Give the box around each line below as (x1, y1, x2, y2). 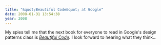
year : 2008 (5, 16, 27, 21)
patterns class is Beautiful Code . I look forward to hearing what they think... (5, 34, 157, 40)
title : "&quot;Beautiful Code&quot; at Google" (5, 7, 104, 12)
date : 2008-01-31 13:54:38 (5, 12, 60, 16)
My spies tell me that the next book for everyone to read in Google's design (5, 30, 157, 35)
